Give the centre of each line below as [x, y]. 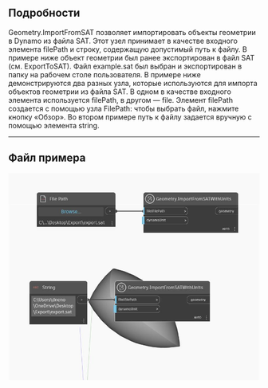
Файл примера [47, 158]
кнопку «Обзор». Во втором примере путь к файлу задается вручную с [130, 117]
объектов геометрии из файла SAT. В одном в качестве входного [120, 92]
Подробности [44, 13]
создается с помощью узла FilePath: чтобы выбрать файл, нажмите [124, 108]
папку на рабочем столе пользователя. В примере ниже [105, 74]
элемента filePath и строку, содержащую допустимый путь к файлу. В [128, 49]
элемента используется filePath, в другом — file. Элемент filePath [121, 100]
